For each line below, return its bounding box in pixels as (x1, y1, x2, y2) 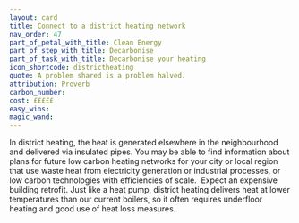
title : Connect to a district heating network (9, 21, 186, 30)
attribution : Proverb (9, 79, 90, 88)
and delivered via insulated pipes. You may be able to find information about (9, 146, 290, 157)
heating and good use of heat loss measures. (9, 203, 176, 214)
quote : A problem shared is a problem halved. (9, 71, 186, 80)
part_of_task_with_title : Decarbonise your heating (9, 54, 206, 63)
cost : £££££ (9, 95, 54, 105)
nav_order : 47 (9, 29, 63, 38)
